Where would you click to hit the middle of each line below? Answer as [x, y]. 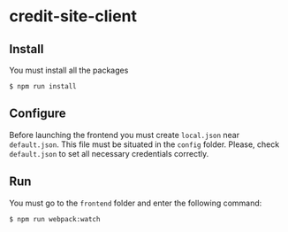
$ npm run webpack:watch [55, 219]
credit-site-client [73, 16]
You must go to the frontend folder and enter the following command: [136, 203]
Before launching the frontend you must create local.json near [125, 135]
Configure [38, 114]
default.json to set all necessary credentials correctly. [109, 153]
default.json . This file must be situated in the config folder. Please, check [144, 144]
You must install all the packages [69, 70]
